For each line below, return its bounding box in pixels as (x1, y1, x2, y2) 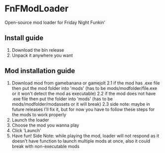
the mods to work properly (11, 111, 66, 117)
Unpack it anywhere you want (11, 52, 73, 58)
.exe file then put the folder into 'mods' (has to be (11, 95, 113, 102)
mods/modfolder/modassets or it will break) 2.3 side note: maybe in (11, 101, 150, 107)
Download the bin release (11, 47, 64, 53)
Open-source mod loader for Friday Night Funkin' (4, 19, 106, 25)
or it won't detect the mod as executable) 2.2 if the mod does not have (11, 90, 156, 96)
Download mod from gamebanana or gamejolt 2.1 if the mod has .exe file (11, 80, 160, 86)
